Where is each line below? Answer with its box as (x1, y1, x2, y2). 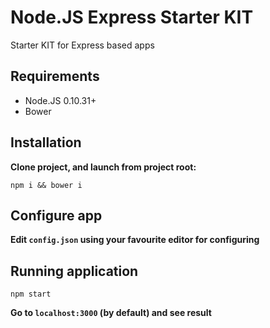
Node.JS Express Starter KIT (10, 6, 254, 29)
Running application (10, 262, 139, 280)
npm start (10, 289, 52, 300)
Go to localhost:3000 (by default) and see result (10, 307, 212, 319)
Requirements (10, 68, 100, 85)
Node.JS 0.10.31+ (24, 94, 97, 106)
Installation (10, 134, 82, 151)
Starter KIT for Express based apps (10, 39, 155, 51)
